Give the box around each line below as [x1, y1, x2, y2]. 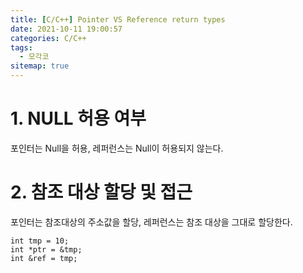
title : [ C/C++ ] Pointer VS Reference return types [10, 14, 226, 25]
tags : [10, 42, 33, 53]
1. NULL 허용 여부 [10, 107, 147, 130]
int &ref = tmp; [10, 253, 78, 263]
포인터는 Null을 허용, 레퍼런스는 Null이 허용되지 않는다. [10, 142, 224, 154]
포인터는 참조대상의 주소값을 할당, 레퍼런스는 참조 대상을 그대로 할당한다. [10, 216, 293, 228]
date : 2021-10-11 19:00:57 [10, 24, 123, 34]
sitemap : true [10, 61, 70, 71]
